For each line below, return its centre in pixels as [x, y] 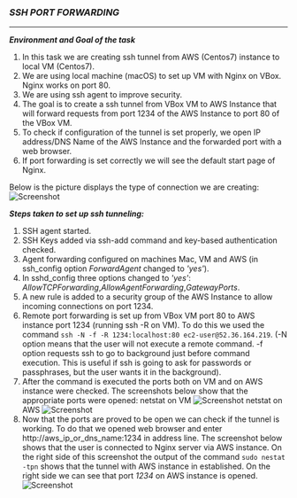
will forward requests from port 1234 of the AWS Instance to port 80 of [151, 113]
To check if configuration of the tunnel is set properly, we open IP [141, 132]
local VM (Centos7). [58, 66]
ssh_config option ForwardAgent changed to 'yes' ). [115, 268]
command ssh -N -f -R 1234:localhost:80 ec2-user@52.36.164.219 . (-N [154, 335]
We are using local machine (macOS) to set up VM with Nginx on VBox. [152, 76]
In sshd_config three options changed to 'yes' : [107, 278]
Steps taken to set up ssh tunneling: [76, 214]
